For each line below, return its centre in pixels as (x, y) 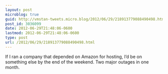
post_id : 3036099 (23, 24)
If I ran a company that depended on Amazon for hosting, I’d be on (74, 56)
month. (12, 67)
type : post (16, 38)
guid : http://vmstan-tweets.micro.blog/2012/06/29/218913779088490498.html (86, 19)
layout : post (19, 10)
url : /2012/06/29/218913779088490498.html (50, 42)
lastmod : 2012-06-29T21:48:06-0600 (42, 33)
